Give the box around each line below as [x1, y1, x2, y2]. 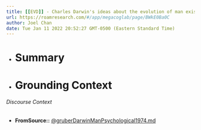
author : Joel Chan [6, 20, 52, 26]
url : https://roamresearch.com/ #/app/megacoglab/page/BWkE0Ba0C [6, 14, 170, 20]
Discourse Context [6, 98, 52, 106]
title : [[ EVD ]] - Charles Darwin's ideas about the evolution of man [6, 8, 184, 15]
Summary [14, 51, 65, 64]
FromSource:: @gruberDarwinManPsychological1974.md [14, 117, 156, 124]
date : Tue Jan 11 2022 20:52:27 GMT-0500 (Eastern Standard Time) [6, 25, 175, 32]
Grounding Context [14, 78, 112, 92]
